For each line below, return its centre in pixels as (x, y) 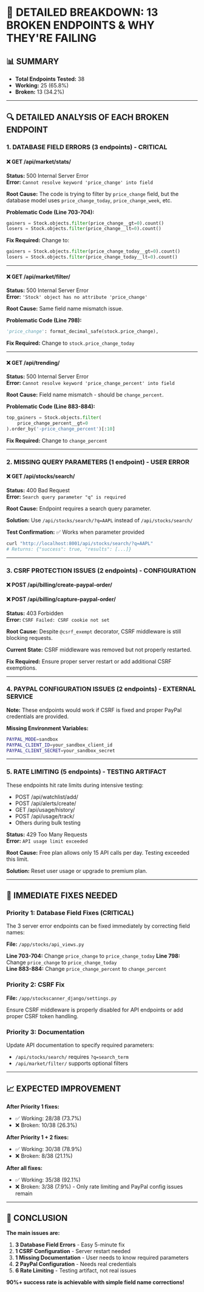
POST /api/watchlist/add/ (47, 797)
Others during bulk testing (48, 823)
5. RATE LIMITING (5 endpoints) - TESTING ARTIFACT (87, 772)
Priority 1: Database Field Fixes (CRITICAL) (70, 913)
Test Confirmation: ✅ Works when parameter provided (75, 532)
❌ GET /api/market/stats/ (39, 161)
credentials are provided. (38, 716)
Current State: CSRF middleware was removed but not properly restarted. (99, 650)
